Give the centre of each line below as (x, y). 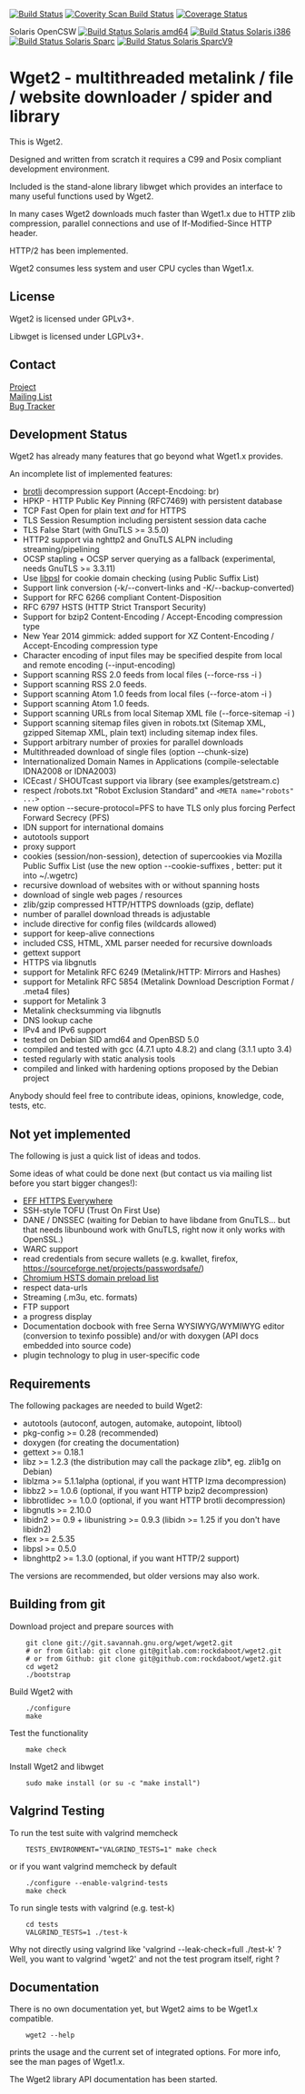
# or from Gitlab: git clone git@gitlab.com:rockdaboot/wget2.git (154, 1651)
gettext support (52, 953)
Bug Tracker (33, 406)
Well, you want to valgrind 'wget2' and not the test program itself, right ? (144, 1959)
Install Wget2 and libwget (57, 1766)
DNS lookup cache (58, 1021)
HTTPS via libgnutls (59, 963)
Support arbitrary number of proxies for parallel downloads (133, 742)
